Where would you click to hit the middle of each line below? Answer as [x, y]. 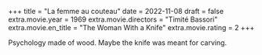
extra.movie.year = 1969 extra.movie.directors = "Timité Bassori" [113, 19]
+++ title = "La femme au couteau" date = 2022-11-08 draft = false [116, 11]
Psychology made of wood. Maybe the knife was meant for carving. [118, 43]
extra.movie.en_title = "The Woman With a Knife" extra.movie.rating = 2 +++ [131, 27]
